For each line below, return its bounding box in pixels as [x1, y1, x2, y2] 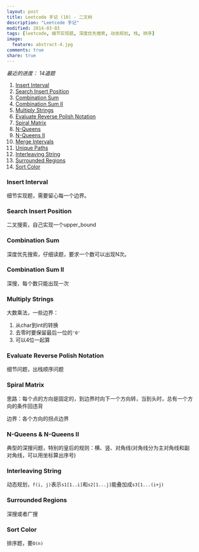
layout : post [6, 8, 39, 15]
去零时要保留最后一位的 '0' [15, 329, 81, 336]
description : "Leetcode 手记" [6, 20, 79, 25]
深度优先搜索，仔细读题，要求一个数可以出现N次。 [6, 251, 130, 258]
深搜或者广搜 [6, 510, 38, 517]
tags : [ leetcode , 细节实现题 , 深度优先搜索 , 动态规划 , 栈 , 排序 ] [6, 31, 155, 37]
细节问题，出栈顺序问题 [6, 366, 64, 373]
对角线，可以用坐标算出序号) [6, 452, 76, 459]
